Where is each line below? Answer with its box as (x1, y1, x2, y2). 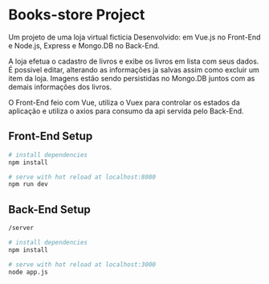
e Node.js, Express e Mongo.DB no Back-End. (8, 40, 161, 50)
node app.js (8, 268, 48, 276)
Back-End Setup (8, 203, 91, 216)
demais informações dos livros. (8, 82, 112, 92)
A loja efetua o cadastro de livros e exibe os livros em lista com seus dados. (8, 56, 259, 66)
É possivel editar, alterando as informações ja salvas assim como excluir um (8, 64, 259, 74)
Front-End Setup (8, 130, 93, 143)
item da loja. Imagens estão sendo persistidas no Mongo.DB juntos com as (8, 73, 255, 83)
